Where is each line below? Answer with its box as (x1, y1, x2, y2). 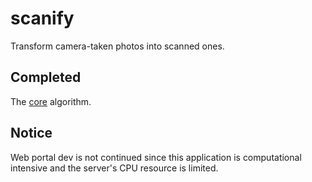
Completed (10, 69, 82, 86)
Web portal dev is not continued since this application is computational (10, 151, 302, 163)
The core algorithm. (10, 95, 92, 107)
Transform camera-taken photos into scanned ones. (10, 40, 225, 52)
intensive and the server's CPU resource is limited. (10, 162, 219, 174)
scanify (10, 7, 75, 30)
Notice (10, 125, 53, 142)
